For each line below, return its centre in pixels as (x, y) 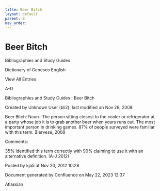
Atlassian (14, 184)
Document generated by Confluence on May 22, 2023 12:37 (65, 175)
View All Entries (21, 79)
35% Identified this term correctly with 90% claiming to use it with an (74, 151)
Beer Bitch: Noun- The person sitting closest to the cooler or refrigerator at (80, 117)
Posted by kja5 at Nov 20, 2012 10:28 (42, 166)
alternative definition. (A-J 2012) (37, 156)
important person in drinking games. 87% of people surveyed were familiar (80, 127)
